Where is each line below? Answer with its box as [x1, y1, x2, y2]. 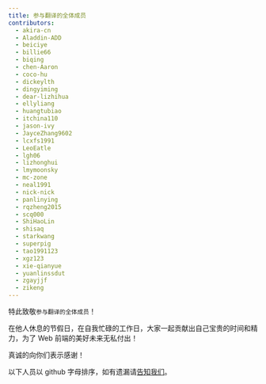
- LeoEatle [15, 144, 51, 152]
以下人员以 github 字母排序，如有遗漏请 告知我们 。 [8, 367, 172, 376]
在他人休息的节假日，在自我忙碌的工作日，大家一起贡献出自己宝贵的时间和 [8, 324, 251, 333]
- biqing [15, 56, 44, 64]
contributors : [8, 19, 55, 27]
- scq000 [15, 211, 44, 219]
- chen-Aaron [15, 63, 59, 71]
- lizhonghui [15, 159, 59, 167]
